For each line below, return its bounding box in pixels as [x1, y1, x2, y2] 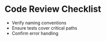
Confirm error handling [11, 30, 59, 36]
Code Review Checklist [4, 3, 102, 15]
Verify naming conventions [11, 20, 67, 26]
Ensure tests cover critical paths [11, 25, 77, 31]
